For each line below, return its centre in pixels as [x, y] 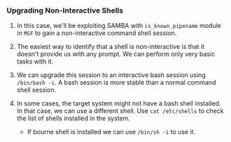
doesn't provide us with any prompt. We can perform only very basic [116, 54]
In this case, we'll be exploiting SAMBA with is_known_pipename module [119, 26]
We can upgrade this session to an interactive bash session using [111, 75]
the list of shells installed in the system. [73, 118]
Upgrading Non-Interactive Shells [65, 10]
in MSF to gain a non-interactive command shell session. [97, 33]
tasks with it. [35, 62]
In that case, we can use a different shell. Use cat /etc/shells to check [120, 111]
